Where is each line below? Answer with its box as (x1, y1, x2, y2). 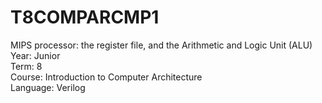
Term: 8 (10, 60, 43, 72)
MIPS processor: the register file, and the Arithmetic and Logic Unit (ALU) (10, 39, 313, 51)
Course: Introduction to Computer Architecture (10, 71, 203, 83)
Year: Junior (10, 49, 61, 61)
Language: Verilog (10, 81, 86, 93)
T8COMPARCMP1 (10, 6, 160, 29)
